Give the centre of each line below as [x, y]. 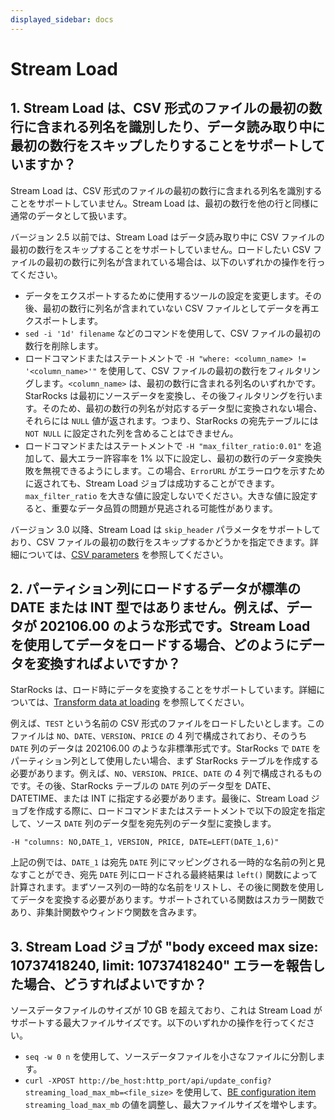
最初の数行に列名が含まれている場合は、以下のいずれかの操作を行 [180, 262]
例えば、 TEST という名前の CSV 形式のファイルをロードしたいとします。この [167, 723]
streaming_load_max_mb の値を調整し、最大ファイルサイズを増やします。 [173, 1105]
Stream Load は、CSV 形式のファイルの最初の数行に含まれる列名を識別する [166, 190]
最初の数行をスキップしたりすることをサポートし [161, 146]
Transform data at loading [107, 702]
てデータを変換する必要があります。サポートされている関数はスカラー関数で [167, 900]
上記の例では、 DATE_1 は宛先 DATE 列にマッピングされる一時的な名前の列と [163, 862]
